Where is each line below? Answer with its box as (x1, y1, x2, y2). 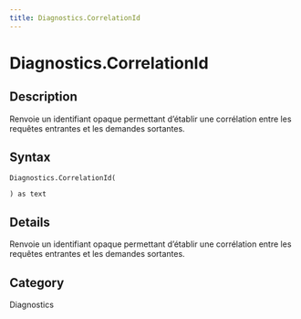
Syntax (9, 150, 51, 165)
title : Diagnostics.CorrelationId (9, 13, 141, 23)
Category (9, 275, 65, 291)
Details (9, 214, 50, 229)
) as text (9, 189, 47, 199)
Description (9, 89, 78, 105)
